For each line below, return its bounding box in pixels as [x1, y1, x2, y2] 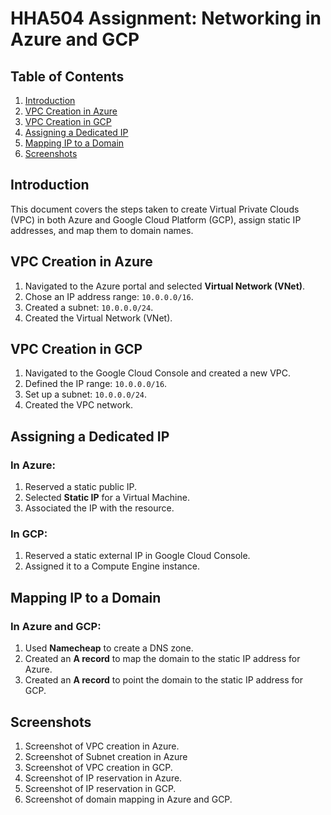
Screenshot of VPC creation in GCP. [24, 761, 173, 773]
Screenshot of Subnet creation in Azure [24, 750, 188, 762]
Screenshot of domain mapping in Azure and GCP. [24, 793, 233, 805]
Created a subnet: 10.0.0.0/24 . [24, 301, 154, 313]
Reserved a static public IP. [24, 481, 138, 493]
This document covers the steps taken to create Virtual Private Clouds [10, 203, 300, 215]
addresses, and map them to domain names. [10, 224, 194, 236]
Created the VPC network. [24, 399, 134, 411]
